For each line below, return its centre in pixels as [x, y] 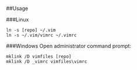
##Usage [17, 8]
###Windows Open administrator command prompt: [69, 46]
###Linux [17, 19]
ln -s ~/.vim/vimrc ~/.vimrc [41, 35]
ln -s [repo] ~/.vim [31, 30]
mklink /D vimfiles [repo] [39, 57]
